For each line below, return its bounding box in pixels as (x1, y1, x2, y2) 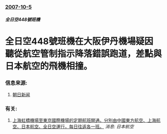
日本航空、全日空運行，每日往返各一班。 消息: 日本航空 (21, 124, 134, 130)
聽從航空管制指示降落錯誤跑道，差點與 (5, 48, 163, 59)
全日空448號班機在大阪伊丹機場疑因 (5, 36, 154, 47)
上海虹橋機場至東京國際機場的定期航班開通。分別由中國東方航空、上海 (12, 118, 157, 124)
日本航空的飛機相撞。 (5, 61, 93, 71)
